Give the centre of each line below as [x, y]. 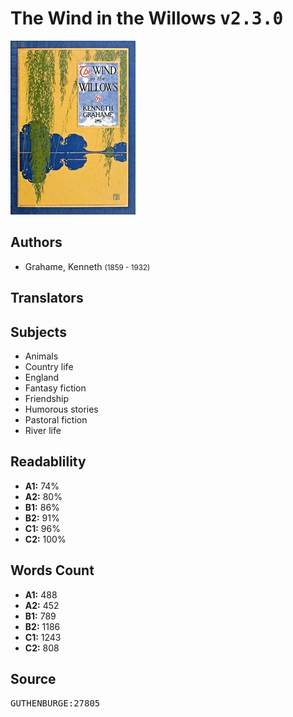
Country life [49, 366]
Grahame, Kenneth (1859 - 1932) [87, 266]
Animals [41, 356]
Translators [47, 298]
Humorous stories [61, 409]
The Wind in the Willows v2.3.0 [147, 18]
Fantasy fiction [55, 388]
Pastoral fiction [56, 419]
